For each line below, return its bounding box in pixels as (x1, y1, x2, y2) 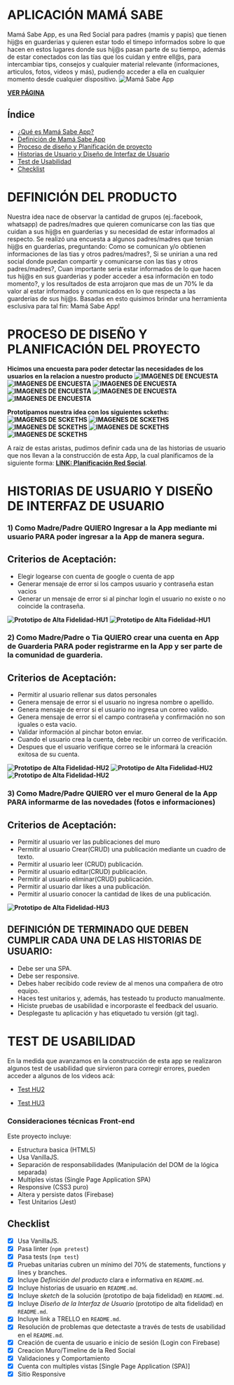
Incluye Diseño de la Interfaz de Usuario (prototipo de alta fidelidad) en (17, 1299, 223, 1308)
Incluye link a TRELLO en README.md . (17, 1315, 121, 1323)
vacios (17, 587, 37, 595)
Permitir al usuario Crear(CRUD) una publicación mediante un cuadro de (17, 845, 226, 854)
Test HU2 (17, 1085, 46, 1093)
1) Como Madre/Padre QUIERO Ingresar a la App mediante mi (7, 523, 217, 533)
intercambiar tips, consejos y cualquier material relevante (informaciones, (7, 60, 219, 68)
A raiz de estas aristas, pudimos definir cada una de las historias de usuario (7, 444, 226, 452)
